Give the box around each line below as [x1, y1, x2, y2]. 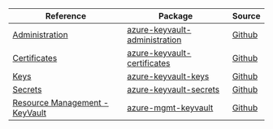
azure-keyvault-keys [127, 71, 210, 82]
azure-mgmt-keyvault [127, 102, 214, 113]
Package [158, 11, 193, 21]
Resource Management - [12, 97, 110, 108]
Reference [45, 11, 87, 21]
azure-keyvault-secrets [127, 84, 220, 95]
